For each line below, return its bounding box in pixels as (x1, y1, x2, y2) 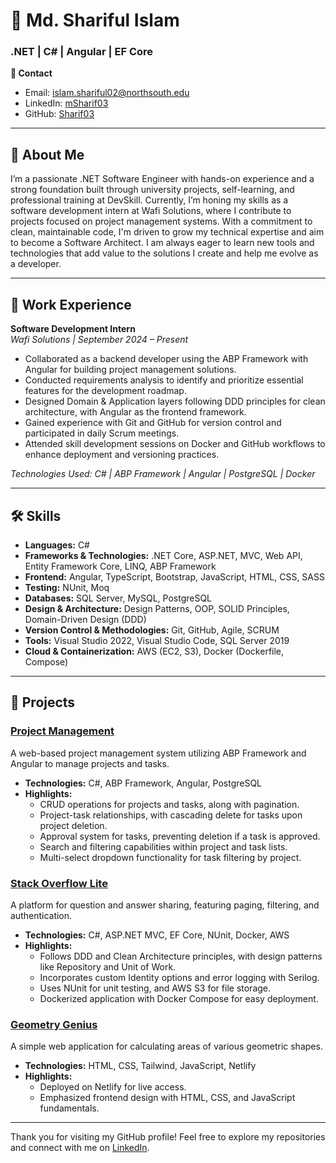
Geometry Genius (10, 1017, 98, 1031)
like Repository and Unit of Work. (39, 960, 177, 973)
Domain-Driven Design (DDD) (24, 613, 147, 625)
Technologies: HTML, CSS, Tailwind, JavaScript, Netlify (24, 1060, 257, 1072)
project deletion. (39, 819, 108, 831)
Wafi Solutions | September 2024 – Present (10, 334, 189, 346)
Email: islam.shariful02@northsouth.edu (24, 87, 190, 99)
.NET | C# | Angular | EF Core (10, 45, 154, 59)
